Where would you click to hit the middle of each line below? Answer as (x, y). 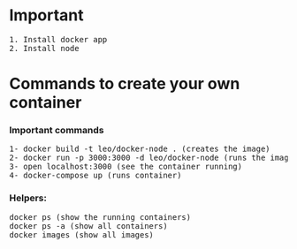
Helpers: (28, 198)
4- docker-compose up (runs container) (95, 176)
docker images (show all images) (82, 234)
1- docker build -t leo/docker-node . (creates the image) (140, 149)
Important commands (57, 131)
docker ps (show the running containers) (100, 217)
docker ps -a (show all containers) (88, 226)
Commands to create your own (125, 84)
